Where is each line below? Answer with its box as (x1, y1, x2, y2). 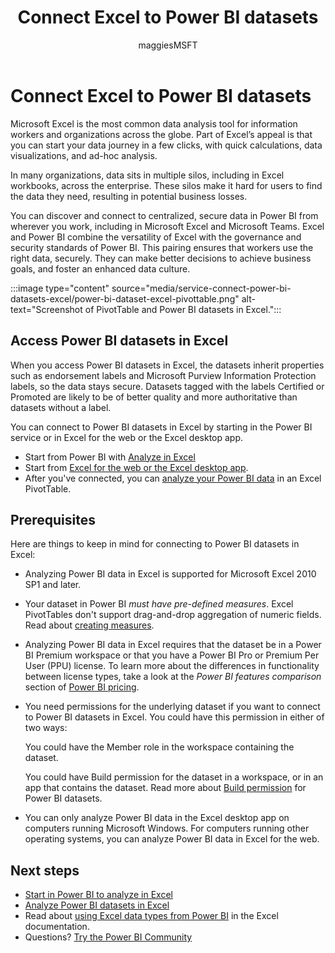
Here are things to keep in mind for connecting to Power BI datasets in (10, 538, 300, 550)
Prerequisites (10, 511, 96, 528)
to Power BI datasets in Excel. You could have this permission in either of (24, 711, 325, 723)
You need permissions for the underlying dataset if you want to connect (24, 701, 321, 713)
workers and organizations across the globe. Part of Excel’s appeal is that (10, 128, 313, 140)
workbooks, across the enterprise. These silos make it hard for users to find (10, 179, 323, 191)
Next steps (10, 862, 80, 879)
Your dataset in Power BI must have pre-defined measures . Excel (24, 598, 294, 610)
